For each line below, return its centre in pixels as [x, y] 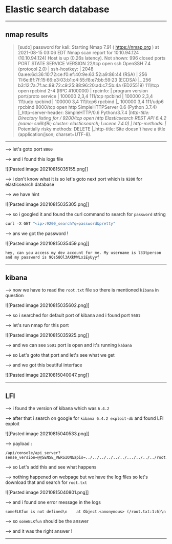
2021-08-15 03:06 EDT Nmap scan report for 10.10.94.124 [78, 52]
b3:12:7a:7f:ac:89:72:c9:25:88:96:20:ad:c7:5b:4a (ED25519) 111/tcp [89, 85]
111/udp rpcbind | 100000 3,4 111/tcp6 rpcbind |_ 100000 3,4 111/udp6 [91, 102]
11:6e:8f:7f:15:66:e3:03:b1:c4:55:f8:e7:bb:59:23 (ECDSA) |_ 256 [84, 80]
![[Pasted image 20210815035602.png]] [47, 305]
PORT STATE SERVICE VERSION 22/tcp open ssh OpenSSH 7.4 [84, 63]
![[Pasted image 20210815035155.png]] [47, 169]
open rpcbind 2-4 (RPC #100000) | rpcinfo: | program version [83, 90]
